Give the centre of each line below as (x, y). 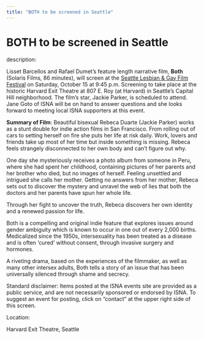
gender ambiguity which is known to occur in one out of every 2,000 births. (102, 229)
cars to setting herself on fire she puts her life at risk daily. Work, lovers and (102, 135)
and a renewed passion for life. (45, 211)
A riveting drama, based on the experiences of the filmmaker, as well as (97, 261)
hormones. (20, 249)
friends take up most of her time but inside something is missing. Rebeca (98, 142)
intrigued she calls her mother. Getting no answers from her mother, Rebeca (102, 180)
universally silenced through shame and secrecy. (68, 274)
